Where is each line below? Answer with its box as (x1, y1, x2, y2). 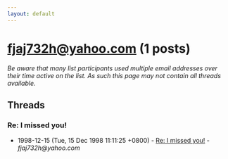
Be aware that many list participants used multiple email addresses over (7, 64, 218, 72)
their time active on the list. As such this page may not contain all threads (7, 71, 222, 79)
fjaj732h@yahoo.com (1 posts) (7, 40, 191, 56)
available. (7, 79, 37, 87)
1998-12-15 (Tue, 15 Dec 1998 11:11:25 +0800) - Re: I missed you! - (17, 136, 210, 145)
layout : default (7, 10, 55, 18)
